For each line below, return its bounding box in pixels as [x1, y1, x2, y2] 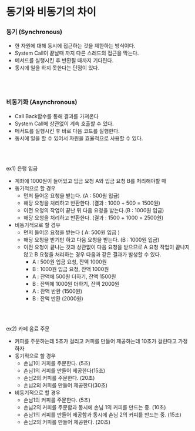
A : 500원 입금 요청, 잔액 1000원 [32, 258, 107, 265]
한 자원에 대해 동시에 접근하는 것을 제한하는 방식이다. [14, 42, 136, 49]
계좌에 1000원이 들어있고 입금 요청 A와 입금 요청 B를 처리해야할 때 [14, 177, 167, 184]
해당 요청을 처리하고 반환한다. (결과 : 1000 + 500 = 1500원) [23, 199, 160, 206]
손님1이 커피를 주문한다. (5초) [23, 359, 91, 366]
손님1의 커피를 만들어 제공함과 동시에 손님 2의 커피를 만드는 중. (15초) [23, 411, 182, 418]
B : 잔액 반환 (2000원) [32, 295, 83, 302]
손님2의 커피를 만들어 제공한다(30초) [23, 382, 107, 389]
